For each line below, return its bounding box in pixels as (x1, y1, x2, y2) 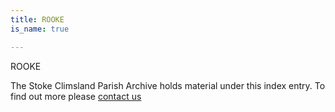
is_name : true (10, 24, 70, 34)
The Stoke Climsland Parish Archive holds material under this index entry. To (10, 79, 326, 91)
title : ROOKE (10, 14, 65, 25)
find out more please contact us (10, 90, 142, 102)
